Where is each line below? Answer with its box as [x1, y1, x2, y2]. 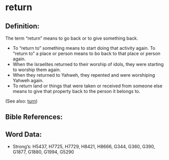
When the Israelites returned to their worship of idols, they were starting [12, 61, 164, 67]
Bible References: [5, 113, 63, 121]
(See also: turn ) [5, 98, 38, 104]
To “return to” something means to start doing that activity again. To [12, 45, 155, 51]
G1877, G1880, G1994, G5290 [12, 149, 74, 155]
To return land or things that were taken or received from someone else [12, 83, 163, 89]
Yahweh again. [12, 78, 44, 83]
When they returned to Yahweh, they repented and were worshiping [12, 72, 155, 78]
